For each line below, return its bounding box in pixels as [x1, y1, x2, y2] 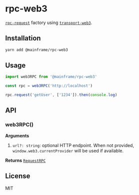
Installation [5, 34, 41, 42]
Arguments [5, 132, 29, 138]
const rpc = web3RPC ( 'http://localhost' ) [5, 83, 93, 88]
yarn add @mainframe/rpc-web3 [5, 47, 68, 52]
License [5, 172, 30, 180]
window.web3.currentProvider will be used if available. [12, 147, 124, 153]
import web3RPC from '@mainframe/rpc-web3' [5, 74, 97, 79]
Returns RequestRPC [5, 157, 46, 163]
